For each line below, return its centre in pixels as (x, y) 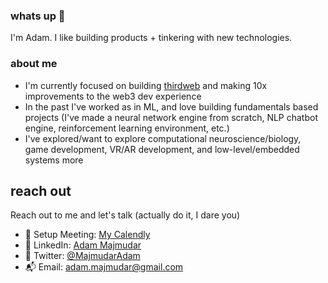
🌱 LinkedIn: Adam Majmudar (83, 245)
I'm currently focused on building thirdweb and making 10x (146, 85)
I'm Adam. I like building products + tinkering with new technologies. (151, 38)
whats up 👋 (38, 16)
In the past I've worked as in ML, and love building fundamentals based (171, 106)
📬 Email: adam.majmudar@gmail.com (104, 267)
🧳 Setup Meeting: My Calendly (87, 235)
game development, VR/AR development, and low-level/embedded (162, 149)
